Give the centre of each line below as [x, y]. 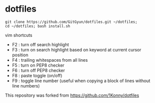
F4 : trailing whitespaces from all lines [50, 60]
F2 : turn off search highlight [40, 44]
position [20, 55]
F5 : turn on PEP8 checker [38, 65]
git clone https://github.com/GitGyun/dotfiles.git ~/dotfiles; [71, 22]
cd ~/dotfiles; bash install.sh [38, 26]
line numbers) [26, 86]
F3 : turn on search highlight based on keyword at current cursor [77, 50]
